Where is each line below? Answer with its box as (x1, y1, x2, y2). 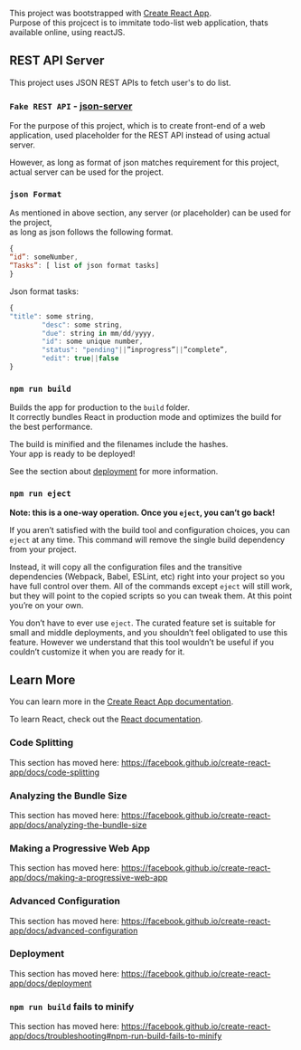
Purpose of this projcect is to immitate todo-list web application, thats (9, 17, 268, 28)
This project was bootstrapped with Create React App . (9, 8, 212, 18)
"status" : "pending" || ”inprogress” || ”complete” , (42, 346, 229, 355)
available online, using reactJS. (9, 27, 126, 37)
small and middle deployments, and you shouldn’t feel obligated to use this (9, 626, 287, 637)
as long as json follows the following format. (9, 226, 174, 238)
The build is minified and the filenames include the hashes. (9, 439, 229, 450)
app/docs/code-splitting (9, 767, 100, 778)
